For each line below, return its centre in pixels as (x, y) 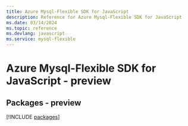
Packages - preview (44, 103)
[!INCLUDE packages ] (33, 117)
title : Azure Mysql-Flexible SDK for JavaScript (68, 12)
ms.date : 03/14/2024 (32, 22)
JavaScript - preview (59, 81)
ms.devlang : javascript (36, 34)
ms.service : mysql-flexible (41, 39)
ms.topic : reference (32, 28)
